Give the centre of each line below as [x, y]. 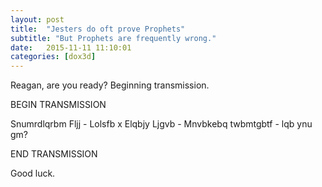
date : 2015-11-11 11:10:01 [71, 47]
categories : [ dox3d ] [53, 57]
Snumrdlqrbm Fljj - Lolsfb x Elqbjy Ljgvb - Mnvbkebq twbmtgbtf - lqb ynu [161, 124]
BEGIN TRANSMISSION [58, 105]
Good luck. [33, 173]
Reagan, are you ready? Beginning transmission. [110, 85]
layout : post [37, 19]
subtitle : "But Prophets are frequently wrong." [113, 38]
